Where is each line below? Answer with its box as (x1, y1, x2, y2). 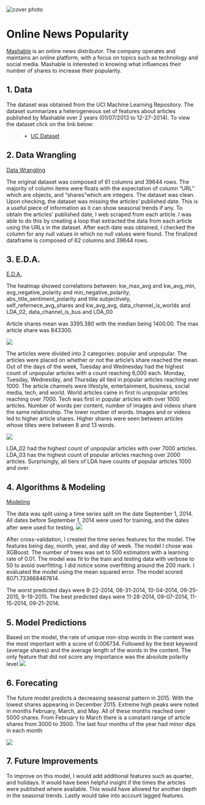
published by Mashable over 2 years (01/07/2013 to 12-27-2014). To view (6, 114, 191, 121)
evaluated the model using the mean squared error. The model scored (6, 568, 183, 576)
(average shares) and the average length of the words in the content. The (6, 647, 192, 654)
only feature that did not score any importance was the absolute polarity (6, 653, 188, 660)
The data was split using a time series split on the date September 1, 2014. (6, 510, 193, 517)
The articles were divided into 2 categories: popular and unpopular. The (6, 350, 187, 357)
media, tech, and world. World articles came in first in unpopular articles (6, 389, 188, 396)
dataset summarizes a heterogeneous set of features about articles (6, 107, 176, 114)
